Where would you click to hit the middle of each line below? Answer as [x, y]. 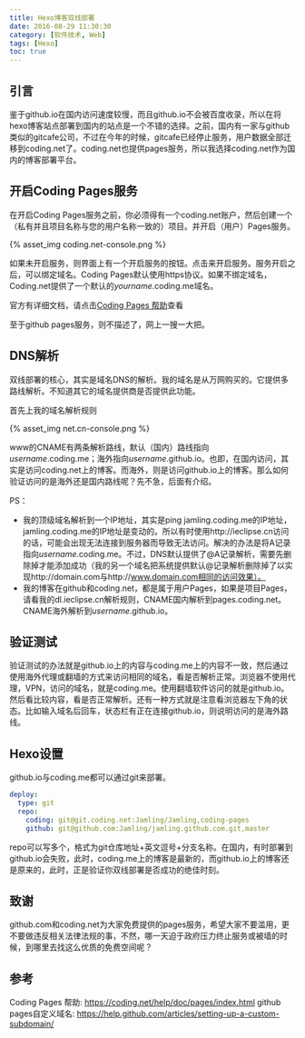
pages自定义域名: [42, 1013]
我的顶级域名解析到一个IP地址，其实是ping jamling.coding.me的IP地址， [157, 520]
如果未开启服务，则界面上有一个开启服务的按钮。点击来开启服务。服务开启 [148, 263]
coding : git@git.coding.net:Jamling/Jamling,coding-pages [138, 820]
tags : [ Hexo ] [34, 43]
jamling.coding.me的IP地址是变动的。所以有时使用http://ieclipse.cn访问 [156, 531]
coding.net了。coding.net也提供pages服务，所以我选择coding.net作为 [156, 148]
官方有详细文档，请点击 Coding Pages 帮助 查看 [97, 304]
